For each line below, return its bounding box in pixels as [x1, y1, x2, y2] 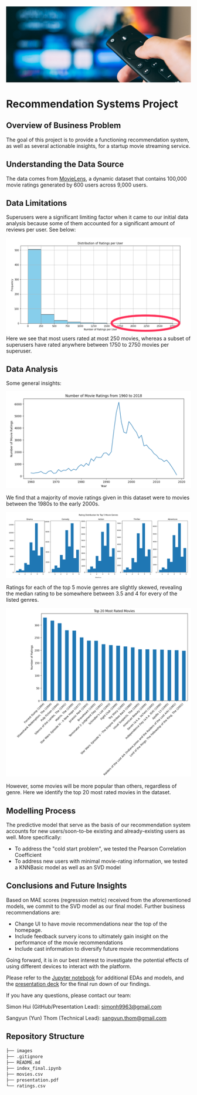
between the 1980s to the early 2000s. [6, 500, 100, 507]
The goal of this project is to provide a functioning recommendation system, [6, 136, 189, 143]
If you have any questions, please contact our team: [6, 992, 131, 999]
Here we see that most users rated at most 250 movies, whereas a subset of [6, 335, 191, 342]
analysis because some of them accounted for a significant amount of [6, 220, 175, 227]
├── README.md [6, 1059, 41, 1065]
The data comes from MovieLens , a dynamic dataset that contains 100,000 [6, 175, 187, 182]
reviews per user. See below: [6, 226, 76, 233]
